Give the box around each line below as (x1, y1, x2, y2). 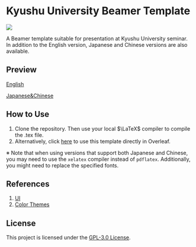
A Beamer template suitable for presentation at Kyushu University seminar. (6, 34, 188, 42)
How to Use (6, 109, 50, 119)
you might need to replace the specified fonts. (6, 161, 119, 169)
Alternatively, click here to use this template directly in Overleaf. (14, 138, 171, 145)
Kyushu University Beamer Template (6, 4, 191, 18)
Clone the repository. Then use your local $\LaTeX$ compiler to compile (14, 125, 191, 132)
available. (6, 47, 30, 55)
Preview (6, 65, 37, 75)
